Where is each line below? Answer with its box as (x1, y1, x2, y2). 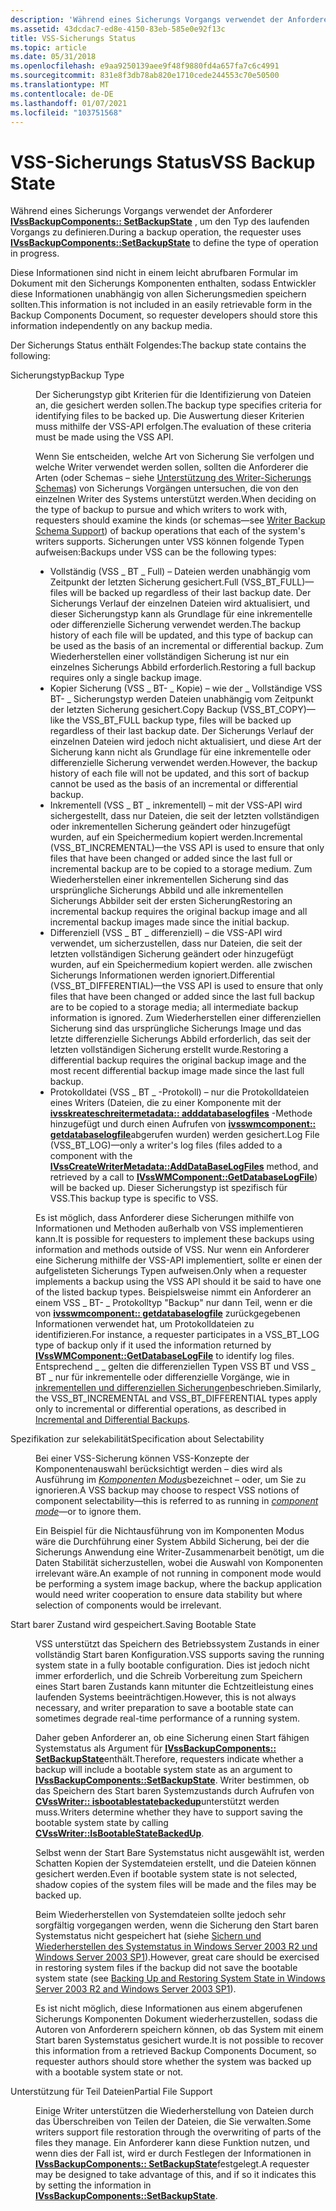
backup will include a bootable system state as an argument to (35, 1764, 293, 1776)
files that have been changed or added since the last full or (49, 852, 293, 865)
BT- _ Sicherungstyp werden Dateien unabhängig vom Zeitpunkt (49, 693, 314, 705)
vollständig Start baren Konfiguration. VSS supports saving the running (35, 1649, 325, 1661)
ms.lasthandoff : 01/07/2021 (10, 98, 128, 108)
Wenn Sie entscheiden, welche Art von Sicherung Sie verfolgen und (35, 451, 315, 463)
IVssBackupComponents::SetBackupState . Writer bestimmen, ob (35, 1774, 310, 1786)
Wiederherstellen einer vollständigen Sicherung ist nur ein (49, 651, 290, 663)
